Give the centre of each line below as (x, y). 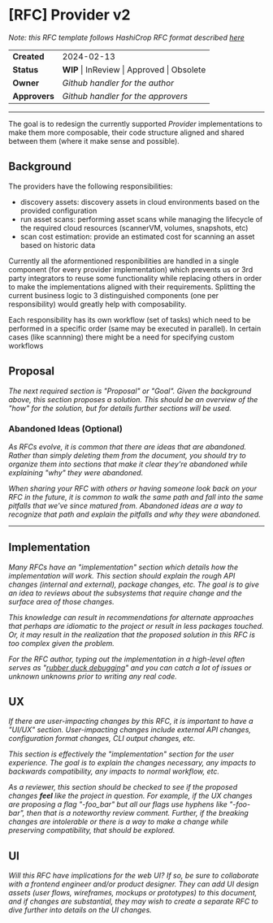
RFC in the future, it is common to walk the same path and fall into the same (136, 496)
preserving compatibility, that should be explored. (92, 830)
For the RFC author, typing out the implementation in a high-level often (127, 659)
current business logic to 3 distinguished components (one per (114, 295)
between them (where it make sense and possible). (94, 141)
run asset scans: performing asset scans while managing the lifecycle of (141, 219)
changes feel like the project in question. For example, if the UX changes (131, 796)
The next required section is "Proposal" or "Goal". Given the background (130, 391)
